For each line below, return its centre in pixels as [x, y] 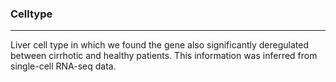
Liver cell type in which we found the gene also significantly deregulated [160, 45]
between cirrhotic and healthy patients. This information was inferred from [164, 56]
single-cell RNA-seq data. [63, 66]
